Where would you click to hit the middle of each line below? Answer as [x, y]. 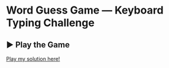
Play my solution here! [33, 59]
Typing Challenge [50, 23]
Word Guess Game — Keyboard [85, 10]
